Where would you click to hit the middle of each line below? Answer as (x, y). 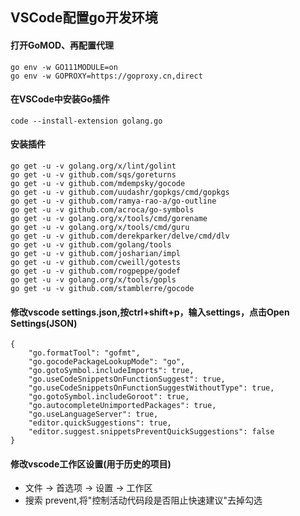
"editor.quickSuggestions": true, (100, 423)
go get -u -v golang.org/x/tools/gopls (93, 280)
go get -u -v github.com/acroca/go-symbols (102, 210)
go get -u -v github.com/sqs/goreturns (93, 175)
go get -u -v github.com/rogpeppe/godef (96, 271)
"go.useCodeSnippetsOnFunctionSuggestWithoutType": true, (151, 388)
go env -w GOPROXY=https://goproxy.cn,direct (106, 76)
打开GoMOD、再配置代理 (62, 45)
